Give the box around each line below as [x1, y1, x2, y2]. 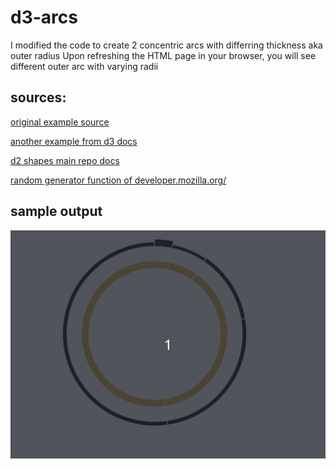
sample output [10, 203, 103, 220]
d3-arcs [10, 6, 78, 29]
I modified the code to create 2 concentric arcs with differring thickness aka [10, 39, 323, 51]
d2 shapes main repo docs [10, 154, 120, 166]
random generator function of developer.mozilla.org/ [10, 174, 227, 186]
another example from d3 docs [10, 135, 138, 147]
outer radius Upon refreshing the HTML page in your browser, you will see [10, 49, 317, 61]
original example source [10, 116, 110, 128]
